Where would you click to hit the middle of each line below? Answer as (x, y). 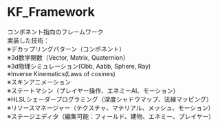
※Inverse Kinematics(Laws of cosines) (61, 73)
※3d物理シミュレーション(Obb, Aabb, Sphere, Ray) (79, 66)
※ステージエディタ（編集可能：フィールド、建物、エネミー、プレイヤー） (111, 116)
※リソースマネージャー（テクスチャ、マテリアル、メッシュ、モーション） (111, 108)
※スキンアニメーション (39, 82)
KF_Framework (51, 12)
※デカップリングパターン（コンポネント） (66, 49)
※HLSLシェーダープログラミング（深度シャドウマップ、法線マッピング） (110, 99)
